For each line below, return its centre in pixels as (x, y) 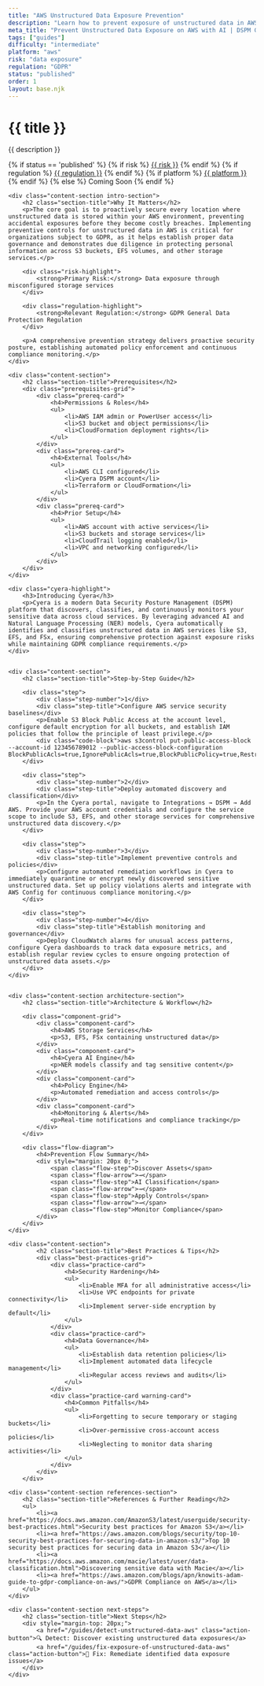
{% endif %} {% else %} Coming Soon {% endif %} (91, 181)
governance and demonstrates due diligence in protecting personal (121, 244)
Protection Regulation (45, 320)
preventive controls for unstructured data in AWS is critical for (121, 231)
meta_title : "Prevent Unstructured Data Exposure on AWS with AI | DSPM (130, 30)
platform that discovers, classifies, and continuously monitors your (126, 610)
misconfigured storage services (61, 286)
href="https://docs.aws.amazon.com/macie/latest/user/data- (109, 1561)
